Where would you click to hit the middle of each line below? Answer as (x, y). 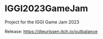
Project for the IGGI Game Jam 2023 (42, 22)
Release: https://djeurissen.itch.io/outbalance (51, 31)
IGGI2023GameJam (46, 9)
